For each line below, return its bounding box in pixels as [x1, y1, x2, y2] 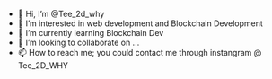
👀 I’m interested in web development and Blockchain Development [17, 18, 263, 29]
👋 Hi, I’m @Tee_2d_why [17, 9, 105, 19]
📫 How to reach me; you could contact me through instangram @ [17, 48, 262, 57]
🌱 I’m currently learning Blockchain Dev [17, 28, 164, 38]
